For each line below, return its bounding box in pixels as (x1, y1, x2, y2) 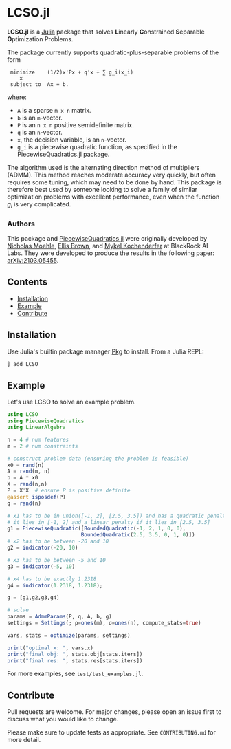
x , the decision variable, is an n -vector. (16, 135, 127, 144)
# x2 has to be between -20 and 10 (7, 538, 109, 545)
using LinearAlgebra (7, 424, 67, 431)
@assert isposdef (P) (7, 493, 67, 500)
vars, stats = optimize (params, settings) (7, 631, 131, 639)
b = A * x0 (7, 475, 38, 481)
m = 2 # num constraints (7, 442, 78, 450)
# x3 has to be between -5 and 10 (7, 556, 107, 563)
